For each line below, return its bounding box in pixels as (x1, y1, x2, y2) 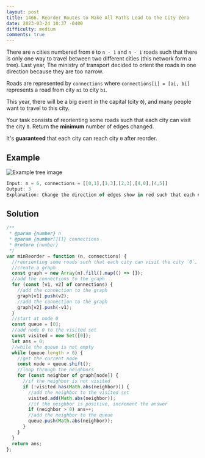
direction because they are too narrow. (6, 68, 104, 75)
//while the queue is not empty (12, 344, 95, 350)
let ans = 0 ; (12, 338, 45, 344)
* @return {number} (9, 242, 59, 248)
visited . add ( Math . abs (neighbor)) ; (28, 395, 116, 401)
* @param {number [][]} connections (9, 236, 99, 242)
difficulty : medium (6, 26, 56, 32)
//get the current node (17, 355, 78, 362)
